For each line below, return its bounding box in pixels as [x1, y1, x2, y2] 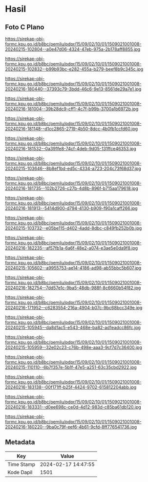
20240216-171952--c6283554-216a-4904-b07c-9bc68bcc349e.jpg [5, 305, 143, 310]
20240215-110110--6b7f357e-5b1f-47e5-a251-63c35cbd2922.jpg [5, 365, 137, 370]
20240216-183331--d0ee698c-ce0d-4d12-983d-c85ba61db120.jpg [5, 404, 142, 410]
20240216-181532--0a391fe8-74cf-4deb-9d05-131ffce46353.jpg [5, 146, 136, 151]
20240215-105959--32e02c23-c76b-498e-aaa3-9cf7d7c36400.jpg [5, 344, 143, 350]
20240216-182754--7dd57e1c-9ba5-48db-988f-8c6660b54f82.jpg [5, 285, 141, 291]
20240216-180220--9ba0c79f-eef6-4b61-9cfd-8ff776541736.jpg [5, 424, 137, 430]
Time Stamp [7, 461, 36, 468]
